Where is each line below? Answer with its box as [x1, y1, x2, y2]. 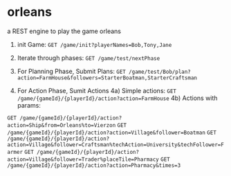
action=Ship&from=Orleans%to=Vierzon [7, 121, 116, 128]
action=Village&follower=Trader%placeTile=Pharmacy [7, 156, 159, 163]
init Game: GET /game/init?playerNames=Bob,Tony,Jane [17, 40, 172, 48]
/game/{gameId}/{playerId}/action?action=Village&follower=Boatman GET [7, 129, 216, 136]
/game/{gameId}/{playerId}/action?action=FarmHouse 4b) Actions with [17, 94, 218, 102]
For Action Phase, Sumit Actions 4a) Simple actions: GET [17, 86, 176, 95]
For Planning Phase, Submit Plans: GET [17, 67, 126, 75]
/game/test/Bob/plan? [129, 68, 192, 75]
